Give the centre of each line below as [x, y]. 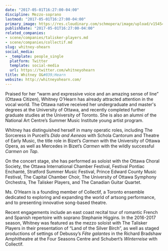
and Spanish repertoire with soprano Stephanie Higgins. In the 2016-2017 [80, 217]
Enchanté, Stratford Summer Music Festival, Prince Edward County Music [81, 171]
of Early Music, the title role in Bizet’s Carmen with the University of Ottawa [83, 140]
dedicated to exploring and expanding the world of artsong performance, [80, 197]
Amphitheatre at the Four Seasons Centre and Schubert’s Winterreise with [81, 238]
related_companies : [25, 33]
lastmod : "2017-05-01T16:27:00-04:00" [45, 19]
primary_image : [21, 24]
